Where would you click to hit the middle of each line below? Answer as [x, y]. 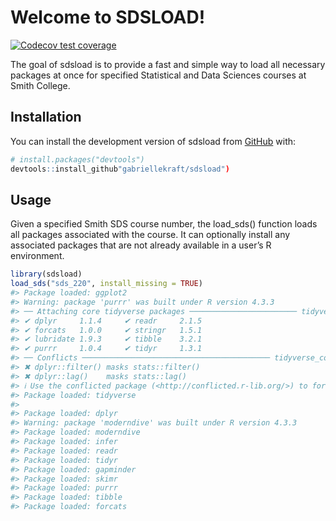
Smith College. [40, 85]
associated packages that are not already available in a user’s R [141, 245]
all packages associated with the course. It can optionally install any [150, 235]
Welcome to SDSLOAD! [108, 17]
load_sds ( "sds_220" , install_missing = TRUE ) [106, 284]
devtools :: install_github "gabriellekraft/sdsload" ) [120, 169]
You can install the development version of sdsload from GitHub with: [153, 141]
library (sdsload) [46, 274]
